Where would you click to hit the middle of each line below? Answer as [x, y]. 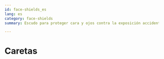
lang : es [13, 14]
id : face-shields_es [26, 9]
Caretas [21, 51]
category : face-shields [29, 18]
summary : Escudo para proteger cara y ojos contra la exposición [72, 23]
